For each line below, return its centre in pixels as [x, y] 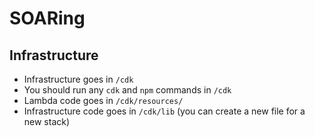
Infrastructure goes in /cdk [78, 79]
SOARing [47, 18]
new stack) [47, 121]
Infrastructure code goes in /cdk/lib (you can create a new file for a [164, 111]
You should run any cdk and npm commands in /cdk [127, 90]
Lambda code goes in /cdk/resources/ [103, 100]
